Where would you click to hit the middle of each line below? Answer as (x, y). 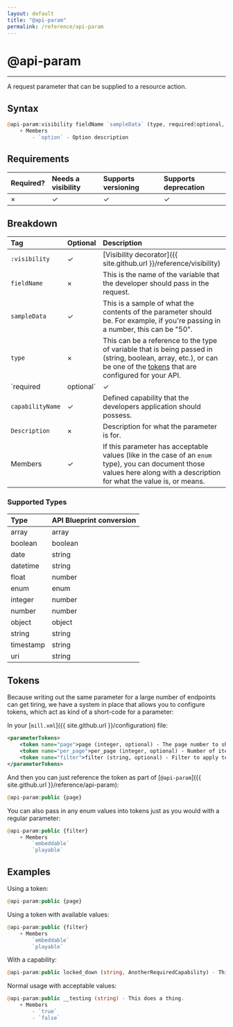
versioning (121, 187)
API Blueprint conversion (94, 520)
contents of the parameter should (157, 312)
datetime (25, 565)
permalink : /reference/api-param (55, 26)
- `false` (46, 1018)
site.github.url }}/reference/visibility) (162, 263)
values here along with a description (162, 473)
